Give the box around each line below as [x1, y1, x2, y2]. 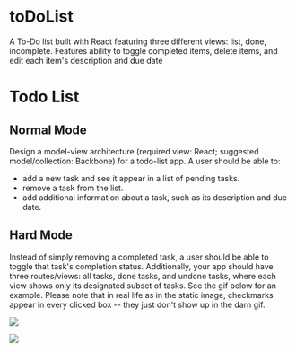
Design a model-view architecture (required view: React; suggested [9, 145, 259, 156]
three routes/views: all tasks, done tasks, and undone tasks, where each [9, 270, 276, 281]
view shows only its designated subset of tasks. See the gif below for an [9, 280, 276, 291]
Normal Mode [9, 122, 87, 137]
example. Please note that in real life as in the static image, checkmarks [9, 289, 274, 300]
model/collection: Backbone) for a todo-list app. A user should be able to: [9, 155, 281, 166]
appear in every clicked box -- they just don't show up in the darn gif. [9, 299, 266, 310]
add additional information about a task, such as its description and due [22, 191, 287, 203]
